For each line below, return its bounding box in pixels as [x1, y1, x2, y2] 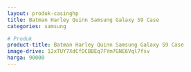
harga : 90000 [7, 54, 45, 62]
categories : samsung [7, 23, 67, 29]
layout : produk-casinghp [7, 10, 79, 17]
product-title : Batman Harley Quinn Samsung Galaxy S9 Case [7, 42, 185, 49]
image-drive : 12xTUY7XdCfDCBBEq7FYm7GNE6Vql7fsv [7, 48, 150, 55]
